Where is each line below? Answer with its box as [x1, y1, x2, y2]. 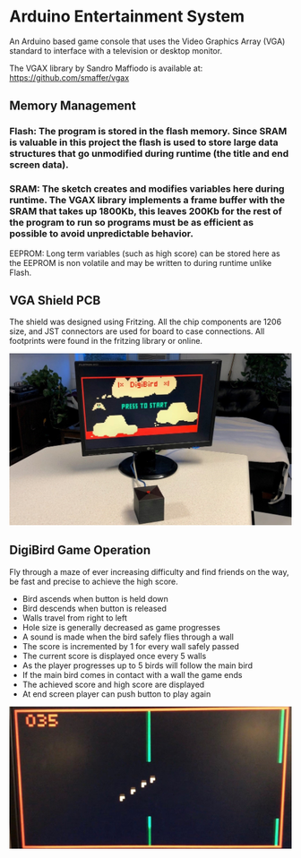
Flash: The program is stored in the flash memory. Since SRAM [9, 125, 288, 138]
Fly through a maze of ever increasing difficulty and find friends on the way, [9, 566, 289, 577]
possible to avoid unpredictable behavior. [9, 227, 194, 240]
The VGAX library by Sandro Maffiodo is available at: [9, 63, 203, 73]
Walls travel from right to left [21, 612, 128, 623]
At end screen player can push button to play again [21, 688, 211, 699]
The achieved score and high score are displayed [21, 679, 205, 690]
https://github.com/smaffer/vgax [9, 72, 130, 82]
